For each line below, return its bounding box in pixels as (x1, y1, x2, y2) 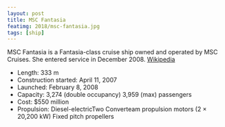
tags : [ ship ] (7, 29, 45, 36)
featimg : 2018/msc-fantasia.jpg (7, 23, 100, 30)
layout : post (7, 10, 45, 17)
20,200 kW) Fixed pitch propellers (17, 113, 115, 121)
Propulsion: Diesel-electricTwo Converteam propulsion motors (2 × (17, 105, 207, 113)
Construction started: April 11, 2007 (17, 76, 117, 84)
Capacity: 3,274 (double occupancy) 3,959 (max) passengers (17, 91, 192, 99)
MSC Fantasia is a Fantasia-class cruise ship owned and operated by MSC (7, 48, 218, 56)
